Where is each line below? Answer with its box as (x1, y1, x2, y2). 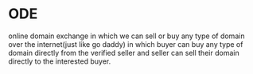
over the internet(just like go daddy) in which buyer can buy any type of (8, 39, 243, 49)
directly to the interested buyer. (8, 56, 111, 66)
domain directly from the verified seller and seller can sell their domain (8, 48, 240, 57)
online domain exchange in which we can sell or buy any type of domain (8, 31, 245, 41)
